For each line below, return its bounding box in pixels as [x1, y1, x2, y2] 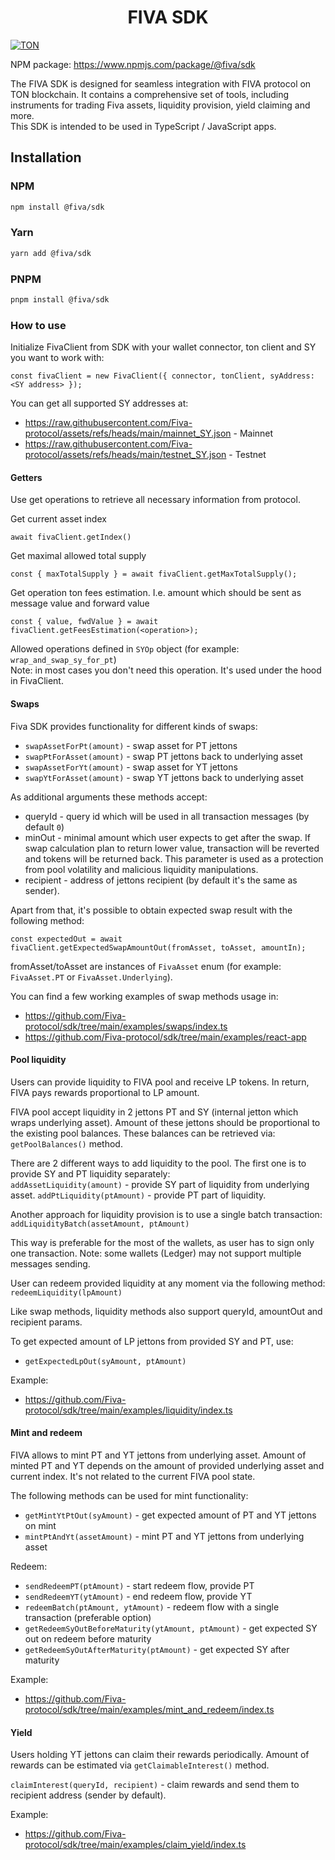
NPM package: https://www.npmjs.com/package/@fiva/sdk [10, 58, 256, 70]
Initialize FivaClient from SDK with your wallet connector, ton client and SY [10, 341, 317, 353]
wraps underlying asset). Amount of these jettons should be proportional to [10, 1116, 321, 1128]
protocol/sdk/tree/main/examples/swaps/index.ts [24, 1020, 228, 1032]
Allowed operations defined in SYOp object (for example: [10, 643, 240, 655]
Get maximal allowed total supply [10, 550, 147, 562]
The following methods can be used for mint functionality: [10, 1489, 249, 1501]
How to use [10, 318, 67, 332]
